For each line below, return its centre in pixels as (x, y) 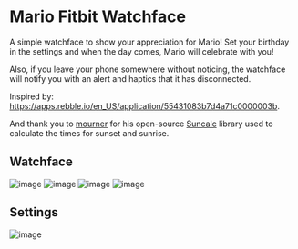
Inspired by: (32, 96)
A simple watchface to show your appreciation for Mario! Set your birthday (149, 42)
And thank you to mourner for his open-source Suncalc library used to (141, 124)
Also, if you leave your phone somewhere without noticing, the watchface (148, 69)
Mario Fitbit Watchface (98, 17)
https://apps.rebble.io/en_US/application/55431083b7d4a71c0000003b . (145, 105)
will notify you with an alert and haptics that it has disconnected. (130, 78)
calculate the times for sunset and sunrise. (89, 133)
